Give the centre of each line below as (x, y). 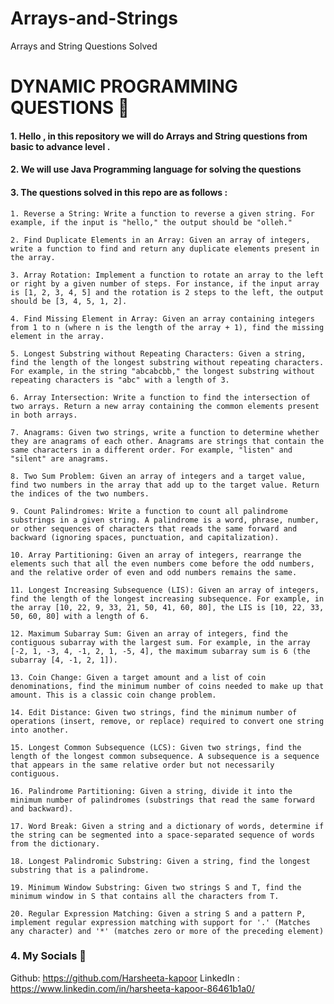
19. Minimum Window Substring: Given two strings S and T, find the (156, 887)
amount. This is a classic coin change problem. (113, 695)
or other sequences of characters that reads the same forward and (154, 528)
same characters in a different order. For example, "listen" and (151, 450)
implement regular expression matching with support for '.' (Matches (160, 922)
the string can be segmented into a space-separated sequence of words (162, 835)
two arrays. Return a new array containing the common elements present (165, 406)
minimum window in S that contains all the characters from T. (145, 896)
